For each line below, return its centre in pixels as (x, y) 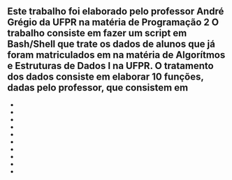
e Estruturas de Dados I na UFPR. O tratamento (111, 66)
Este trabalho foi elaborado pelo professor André (116, 12)
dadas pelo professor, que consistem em (98, 88)
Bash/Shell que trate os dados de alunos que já (111, 44)
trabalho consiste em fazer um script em (97, 33)
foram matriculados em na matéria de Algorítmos (116, 55)
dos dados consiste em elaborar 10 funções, (106, 77)
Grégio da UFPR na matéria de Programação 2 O (113, 23)
